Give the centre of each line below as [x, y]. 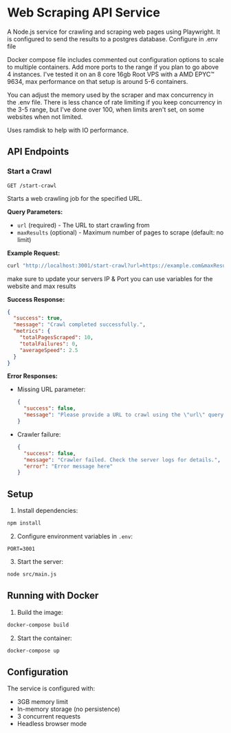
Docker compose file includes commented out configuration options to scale [115, 59]
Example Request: [34, 253]
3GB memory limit [43, 702]
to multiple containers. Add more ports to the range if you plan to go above [113, 67]
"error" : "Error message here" [68, 466]
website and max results [42, 286]
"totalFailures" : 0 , [49, 344]
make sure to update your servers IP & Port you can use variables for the [110, 278]
